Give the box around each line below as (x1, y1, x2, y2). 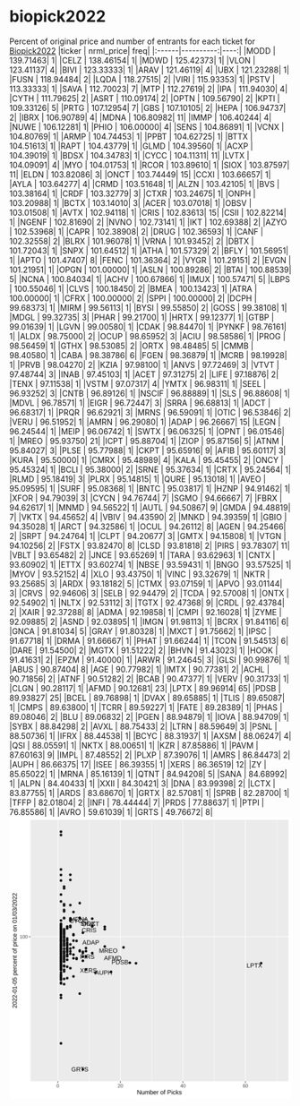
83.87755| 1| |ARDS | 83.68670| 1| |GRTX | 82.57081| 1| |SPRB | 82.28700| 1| (9, 787, 290, 798)
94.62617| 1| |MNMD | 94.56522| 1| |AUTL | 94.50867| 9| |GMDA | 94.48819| (9, 502, 291, 512)
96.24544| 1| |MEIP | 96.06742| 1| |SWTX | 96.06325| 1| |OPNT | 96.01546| (9, 425, 285, 436)
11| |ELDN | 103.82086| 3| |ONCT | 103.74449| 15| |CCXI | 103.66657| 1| (9, 168, 271, 180)
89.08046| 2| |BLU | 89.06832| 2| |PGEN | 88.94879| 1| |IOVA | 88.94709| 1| (9, 711, 289, 722)
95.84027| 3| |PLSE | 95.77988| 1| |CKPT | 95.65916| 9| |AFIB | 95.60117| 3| (9, 445, 287, 456)
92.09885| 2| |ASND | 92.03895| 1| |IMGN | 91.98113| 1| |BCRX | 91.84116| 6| (9, 616, 289, 627)
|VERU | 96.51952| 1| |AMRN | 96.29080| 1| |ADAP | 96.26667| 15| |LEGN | (9, 416, 281, 427)
